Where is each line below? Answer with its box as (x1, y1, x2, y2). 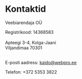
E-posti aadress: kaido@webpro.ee (5, 59, 77, 65)
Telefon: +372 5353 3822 (5, 69, 57, 75)
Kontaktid (5, 3, 46, 15)
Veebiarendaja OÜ (5, 20, 42, 26)
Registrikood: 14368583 (5, 29, 54, 35)
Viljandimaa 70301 (5, 45, 42, 51)
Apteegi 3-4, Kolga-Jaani (5, 39, 56, 45)
